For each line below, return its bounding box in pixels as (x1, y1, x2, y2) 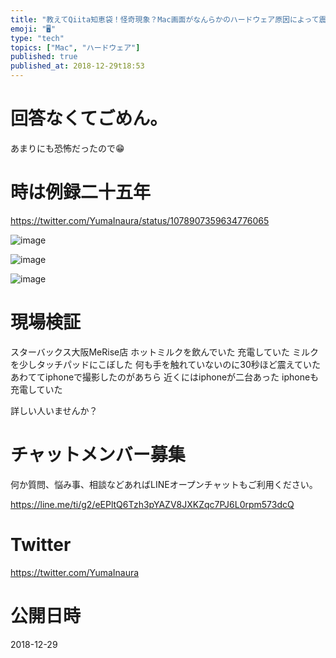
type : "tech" (10, 33, 65, 43)
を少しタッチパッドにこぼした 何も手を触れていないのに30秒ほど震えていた (10, 358, 322, 370)
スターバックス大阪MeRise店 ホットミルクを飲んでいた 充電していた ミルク (10, 346, 319, 358)
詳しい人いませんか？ (10, 404, 98, 416)
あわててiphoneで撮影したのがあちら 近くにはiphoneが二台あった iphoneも (10, 371, 320, 383)
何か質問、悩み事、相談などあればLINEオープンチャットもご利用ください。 (10, 478, 318, 490)
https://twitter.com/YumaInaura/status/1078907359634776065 (10, 214, 270, 226)
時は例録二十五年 (10, 181, 152, 204)
